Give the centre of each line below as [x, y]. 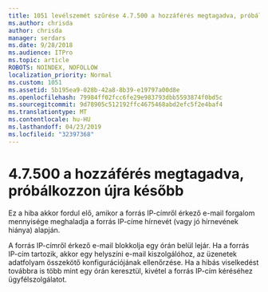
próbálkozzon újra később [96, 190]
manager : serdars [37, 38]
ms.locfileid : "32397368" [51, 134]
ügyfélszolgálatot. [38, 279]
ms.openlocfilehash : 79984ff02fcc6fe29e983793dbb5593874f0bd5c [116, 97]
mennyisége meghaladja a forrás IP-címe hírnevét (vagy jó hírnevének [124, 221]
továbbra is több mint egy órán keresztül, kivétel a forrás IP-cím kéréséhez [130, 270]
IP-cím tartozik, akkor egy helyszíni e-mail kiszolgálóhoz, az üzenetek [123, 254]
